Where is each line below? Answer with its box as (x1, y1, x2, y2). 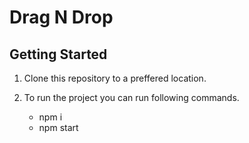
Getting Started (9, 46, 108, 63)
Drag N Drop (9, 6, 114, 29)
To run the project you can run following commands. (23, 92, 240, 103)
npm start (38, 122, 79, 133)
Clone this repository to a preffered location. (23, 72, 207, 84)
